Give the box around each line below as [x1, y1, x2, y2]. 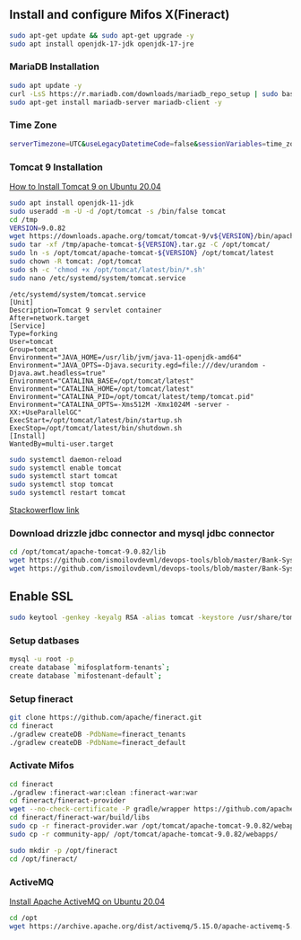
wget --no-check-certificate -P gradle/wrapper [9, 804, 191, 814]
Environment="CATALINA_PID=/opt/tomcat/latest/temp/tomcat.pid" [9, 392, 254, 401]
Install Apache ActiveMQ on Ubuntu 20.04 [9, 896, 166, 907]
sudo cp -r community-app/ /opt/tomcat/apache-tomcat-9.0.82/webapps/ [9, 829, 279, 838]
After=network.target [9, 314, 90, 323]
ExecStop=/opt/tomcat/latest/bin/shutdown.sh [9, 423, 182, 432]
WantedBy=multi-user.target [9, 439, 115, 448]
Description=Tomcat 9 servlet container [9, 306, 163, 315]
